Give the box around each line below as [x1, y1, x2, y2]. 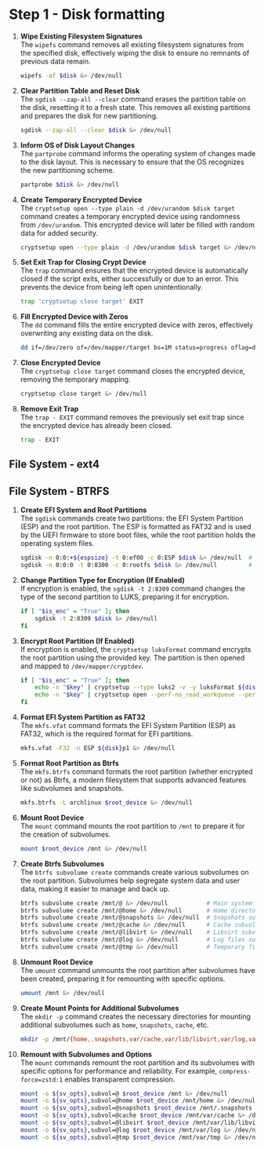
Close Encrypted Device [20, 358, 101, 368]
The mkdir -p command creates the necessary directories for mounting [20, 1012, 251, 1021]
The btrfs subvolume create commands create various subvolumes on [20, 867, 249, 876]
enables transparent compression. [64, 1074, 175, 1084]
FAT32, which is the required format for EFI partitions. [20, 729, 193, 739]
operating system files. [20, 539, 95, 548]
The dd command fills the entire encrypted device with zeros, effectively [20, 320, 254, 330]
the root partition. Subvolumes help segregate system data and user [20, 876, 240, 885]
